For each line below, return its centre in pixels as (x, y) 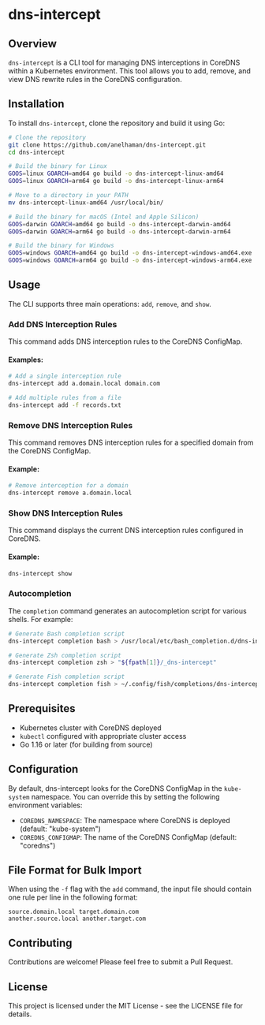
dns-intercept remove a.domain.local (70, 493)
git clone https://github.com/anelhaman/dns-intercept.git (107, 145)
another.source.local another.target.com (77, 919)
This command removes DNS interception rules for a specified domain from (131, 442)
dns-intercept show (40, 573)
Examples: (26, 360)
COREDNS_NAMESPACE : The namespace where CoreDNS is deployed (125, 820)
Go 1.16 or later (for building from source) (86, 744)
